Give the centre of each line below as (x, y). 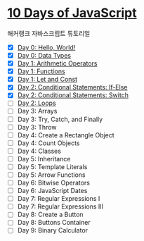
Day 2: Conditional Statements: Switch (73, 95)
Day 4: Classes (39, 151)
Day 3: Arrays (37, 111)
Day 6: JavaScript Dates (52, 191)
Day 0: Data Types (44, 55)
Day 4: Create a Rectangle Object (66, 135)
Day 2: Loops (37, 103)
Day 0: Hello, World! (46, 47)
